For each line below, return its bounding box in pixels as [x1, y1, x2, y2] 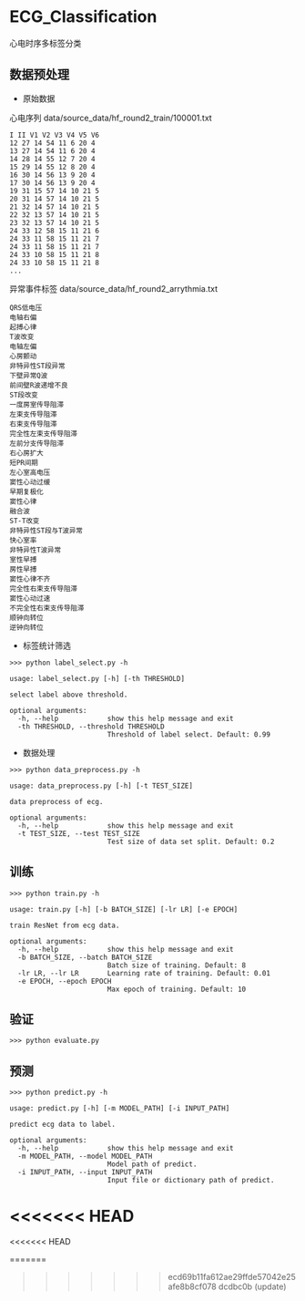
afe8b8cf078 [168, 1281, 217, 1292]
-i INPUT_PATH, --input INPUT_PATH [17, 1168, 153, 1177]
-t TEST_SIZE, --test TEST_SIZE [17, 829, 141, 838]
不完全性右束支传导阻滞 [9, 604, 85, 613]
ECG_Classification [9, 6, 158, 27]
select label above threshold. [9, 690, 128, 699]
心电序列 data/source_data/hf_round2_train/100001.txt [9, 112, 212, 123]
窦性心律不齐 [9, 574, 51, 583]
